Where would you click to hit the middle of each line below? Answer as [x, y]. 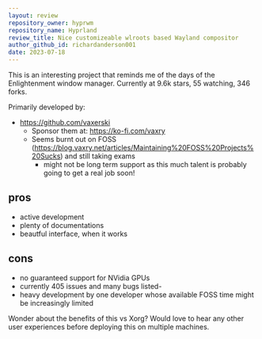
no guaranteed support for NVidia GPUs [85, 277]
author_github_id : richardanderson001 [72, 45]
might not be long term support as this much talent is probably [145, 164]
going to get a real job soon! [89, 173]
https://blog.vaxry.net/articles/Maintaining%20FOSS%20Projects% [144, 148]
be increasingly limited [56, 303]
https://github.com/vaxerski [65, 122]
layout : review [33, 15]
